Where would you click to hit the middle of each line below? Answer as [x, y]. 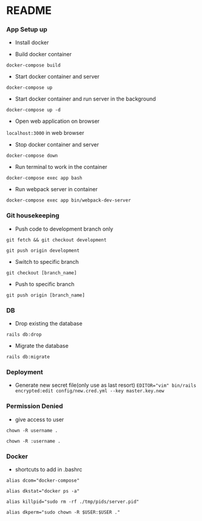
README [29, 11]
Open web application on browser [57, 121]
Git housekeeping [33, 215]
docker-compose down [32, 156]
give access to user [40, 419]
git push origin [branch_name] [46, 295]
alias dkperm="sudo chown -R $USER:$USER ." [63, 512]
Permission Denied [35, 406]
